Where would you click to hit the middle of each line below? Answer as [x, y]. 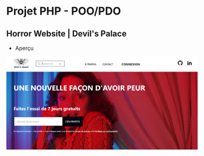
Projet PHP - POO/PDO [64, 11]
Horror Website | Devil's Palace [66, 34]
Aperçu [24, 48]
